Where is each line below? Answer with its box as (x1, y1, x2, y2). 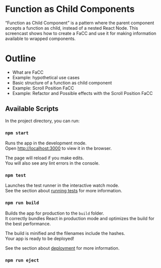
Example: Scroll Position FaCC (12, 85, 74, 91)
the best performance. (5, 221, 51, 226)
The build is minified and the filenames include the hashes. (5, 230, 125, 236)
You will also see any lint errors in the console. (5, 160, 100, 166)
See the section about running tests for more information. (5, 188, 122, 194)
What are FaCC (12, 69, 44, 75)
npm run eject (5, 257, 39, 263)
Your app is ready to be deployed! (5, 235, 74, 241)
